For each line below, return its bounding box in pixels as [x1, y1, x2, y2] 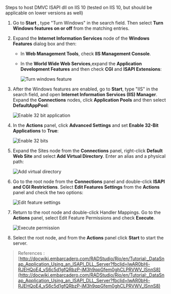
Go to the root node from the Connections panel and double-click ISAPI [12, 178, 165, 185]
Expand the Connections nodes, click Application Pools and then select [12, 97, 166, 103]
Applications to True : [12, 128, 59, 134]
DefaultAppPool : [12, 102, 49, 108]
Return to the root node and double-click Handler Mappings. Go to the [12, 209, 161, 215]
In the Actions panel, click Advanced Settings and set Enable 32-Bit [12, 122, 159, 128]
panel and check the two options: [12, 190, 83, 195]
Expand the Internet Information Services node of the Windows [12, 35, 149, 41]
